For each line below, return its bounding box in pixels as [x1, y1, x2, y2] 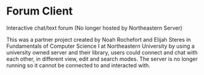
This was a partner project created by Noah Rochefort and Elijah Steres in [6, 36, 191, 43]
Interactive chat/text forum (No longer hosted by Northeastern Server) [6, 24, 183, 31]
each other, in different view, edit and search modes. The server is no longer [6, 55, 198, 62]
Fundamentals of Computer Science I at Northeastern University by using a [6, 42, 195, 50]
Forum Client [6, 4, 73, 18]
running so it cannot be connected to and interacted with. [6, 62, 150, 69]
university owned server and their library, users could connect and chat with [6, 48, 198, 56]
